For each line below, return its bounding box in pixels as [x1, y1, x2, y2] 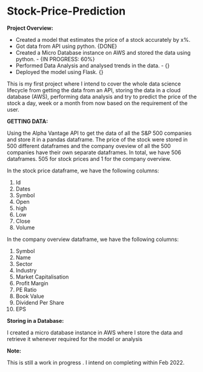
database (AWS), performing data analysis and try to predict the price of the [7, 93, 197, 100]
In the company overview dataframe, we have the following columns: [7, 235, 179, 243]
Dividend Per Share [15, 299, 64, 306]
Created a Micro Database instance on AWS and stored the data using [15, 49, 191, 56]
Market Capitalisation [15, 273, 69, 280]
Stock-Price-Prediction [7, 4, 126, 18]
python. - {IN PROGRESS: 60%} [15, 55, 95, 63]
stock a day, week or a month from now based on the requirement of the [7, 99, 188, 107]
